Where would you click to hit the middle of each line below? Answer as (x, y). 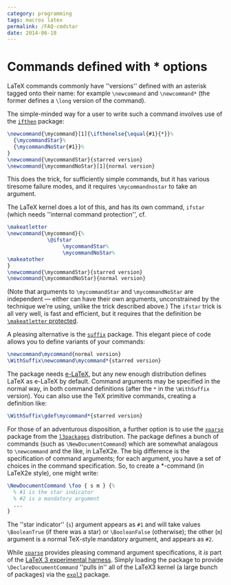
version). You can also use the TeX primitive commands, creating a (102, 396)
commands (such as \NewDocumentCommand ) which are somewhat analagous (113, 444)
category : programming (40, 13)
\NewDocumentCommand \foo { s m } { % (61, 486)
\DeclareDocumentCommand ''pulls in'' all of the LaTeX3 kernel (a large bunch (112, 567)
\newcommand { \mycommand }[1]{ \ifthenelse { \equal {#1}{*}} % (90, 134)
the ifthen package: (36, 121)
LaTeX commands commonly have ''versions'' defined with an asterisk (107, 86)
